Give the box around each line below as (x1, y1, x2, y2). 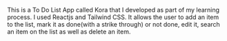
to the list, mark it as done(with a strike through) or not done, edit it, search (7, 20, 221, 28)
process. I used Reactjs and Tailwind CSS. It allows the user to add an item (7, 13, 219, 21)
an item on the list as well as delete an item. (7, 27, 131, 36)
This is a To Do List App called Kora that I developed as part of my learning (7, 6, 219, 14)
